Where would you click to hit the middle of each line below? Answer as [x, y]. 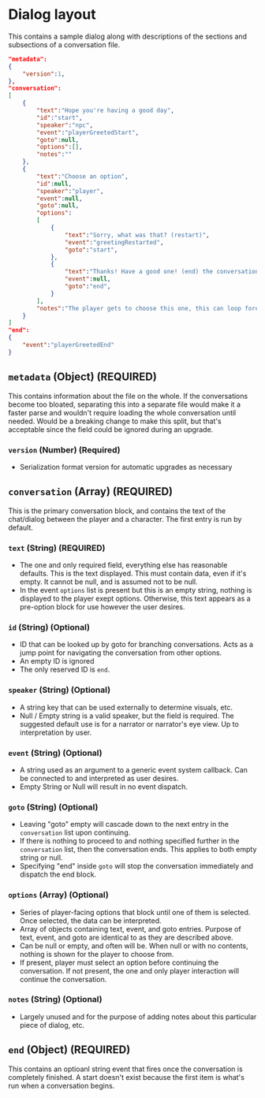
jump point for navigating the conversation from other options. [121, 653]
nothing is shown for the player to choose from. [97, 954]
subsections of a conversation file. [64, 44]
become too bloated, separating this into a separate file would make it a [124, 404]
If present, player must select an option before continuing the [119, 962]
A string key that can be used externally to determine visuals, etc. [126, 707]
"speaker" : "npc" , [65, 125]
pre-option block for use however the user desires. [102, 607]
